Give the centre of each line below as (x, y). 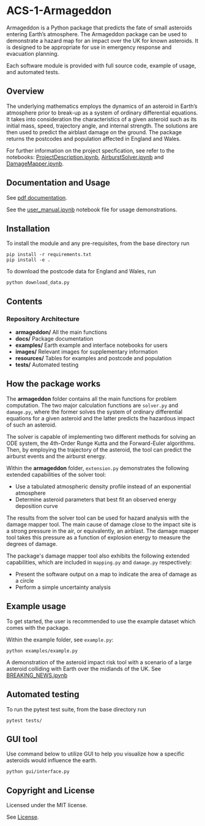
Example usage (36, 606)
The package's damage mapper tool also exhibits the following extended (98, 556)
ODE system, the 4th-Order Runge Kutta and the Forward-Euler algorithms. (101, 443)
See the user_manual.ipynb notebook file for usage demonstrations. (92, 210)
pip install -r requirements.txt (49, 255)
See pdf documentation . (37, 197)
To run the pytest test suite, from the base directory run (76, 709)
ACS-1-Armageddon (59, 11)
